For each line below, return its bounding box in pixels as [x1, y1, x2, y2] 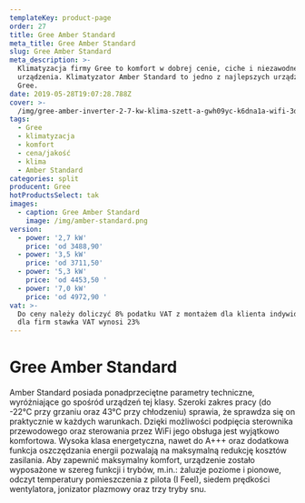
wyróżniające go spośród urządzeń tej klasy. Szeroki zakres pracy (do [9, 397, 271, 407]
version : [9, 225, 43, 234]
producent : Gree [9, 183, 71, 192]
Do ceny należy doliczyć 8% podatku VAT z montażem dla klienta [17, 309, 266, 318]
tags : [9, 115, 30, 124]
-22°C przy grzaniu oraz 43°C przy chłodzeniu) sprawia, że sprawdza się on [9, 407, 296, 417]
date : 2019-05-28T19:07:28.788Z [9, 89, 132, 98]
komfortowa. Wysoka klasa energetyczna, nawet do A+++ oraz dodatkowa [9, 436, 289, 447]
